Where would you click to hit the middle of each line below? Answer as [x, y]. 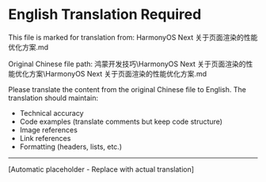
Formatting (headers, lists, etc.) [71, 147]
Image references [48, 130]
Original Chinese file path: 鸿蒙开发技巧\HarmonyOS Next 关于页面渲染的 [127, 64]
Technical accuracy [52, 113]
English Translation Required [105, 15]
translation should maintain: [53, 98]
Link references [45, 138]
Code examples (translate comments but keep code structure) [121, 121]
